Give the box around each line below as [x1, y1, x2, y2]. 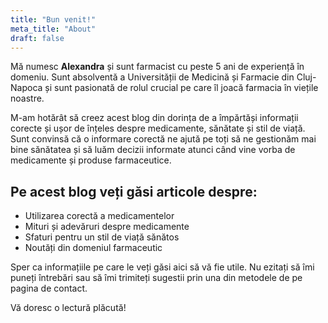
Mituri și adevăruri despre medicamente [24, 221, 190, 233]
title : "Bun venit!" [10, 14, 97, 25]
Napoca [10, 82, 43, 94]
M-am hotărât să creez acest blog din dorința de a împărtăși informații [10, 112, 299, 124]
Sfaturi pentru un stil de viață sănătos [24, 231, 180, 243]
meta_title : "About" [10, 24, 97, 34]
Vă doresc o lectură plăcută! [10, 302, 127, 314]
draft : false [10, 33, 65, 43]
